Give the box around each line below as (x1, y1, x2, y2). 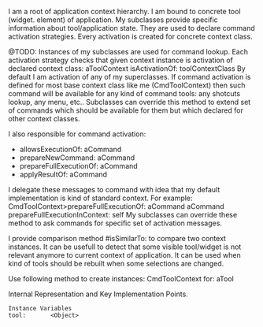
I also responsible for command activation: (8, 129, 146, 139)
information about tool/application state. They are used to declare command (8, 24, 256, 32)
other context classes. (8, 114, 80, 123)
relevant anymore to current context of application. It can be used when (8, 251, 242, 259)
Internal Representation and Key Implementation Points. (8, 289, 189, 299)
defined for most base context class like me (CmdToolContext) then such (8, 80, 246, 90)
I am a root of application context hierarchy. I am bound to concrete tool (8, 7, 242, 16)
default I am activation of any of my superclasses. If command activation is (8, 72, 251, 81)
